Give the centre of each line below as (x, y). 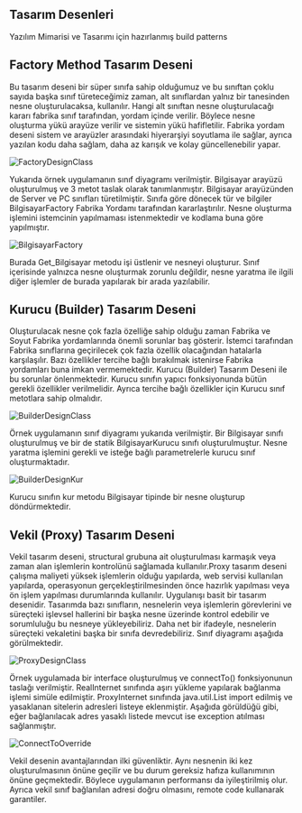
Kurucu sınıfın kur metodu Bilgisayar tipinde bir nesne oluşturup (127, 497)
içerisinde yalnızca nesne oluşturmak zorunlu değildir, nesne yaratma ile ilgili (151, 272)
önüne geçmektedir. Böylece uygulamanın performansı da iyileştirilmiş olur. (149, 781)
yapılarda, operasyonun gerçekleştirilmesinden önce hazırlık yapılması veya (150, 586)
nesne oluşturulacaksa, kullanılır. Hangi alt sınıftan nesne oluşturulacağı (142, 106)
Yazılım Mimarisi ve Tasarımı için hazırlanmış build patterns (119, 36)
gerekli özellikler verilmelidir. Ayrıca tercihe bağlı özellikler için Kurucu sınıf (147, 389)
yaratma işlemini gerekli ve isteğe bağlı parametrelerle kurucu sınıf (133, 453)
